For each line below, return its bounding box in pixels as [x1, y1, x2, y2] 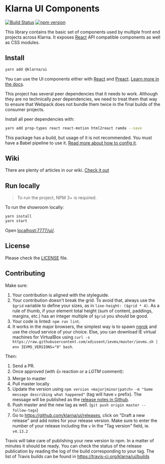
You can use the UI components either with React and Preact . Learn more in [5, 76, 159, 82]
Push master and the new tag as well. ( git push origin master [12, 402, 140, 408]
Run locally [5, 182, 40, 190]
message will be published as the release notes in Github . [12, 396, 130, 402]
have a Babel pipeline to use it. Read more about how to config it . [5, 139, 137, 146]
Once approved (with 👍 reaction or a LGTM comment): [12, 368, 124, 374]
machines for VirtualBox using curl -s [12, 334, 90, 340]
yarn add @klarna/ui [5, 67, 48, 72]
